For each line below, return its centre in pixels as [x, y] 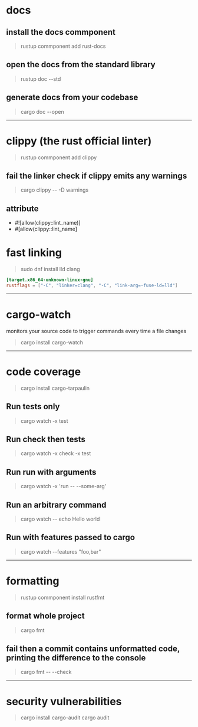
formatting [33, 581]
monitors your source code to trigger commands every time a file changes [96, 331]
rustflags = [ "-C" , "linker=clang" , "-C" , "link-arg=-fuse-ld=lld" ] [92, 285]
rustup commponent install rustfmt [62, 597]
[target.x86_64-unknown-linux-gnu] [50, 280]
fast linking [34, 253]
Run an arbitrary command [56, 505]
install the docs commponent [61, 32]
